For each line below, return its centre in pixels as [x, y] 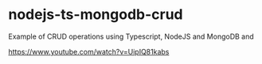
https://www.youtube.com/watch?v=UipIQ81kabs [89, 51]
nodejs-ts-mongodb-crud [96, 15]
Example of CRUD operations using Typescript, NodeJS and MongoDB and [131, 36]
